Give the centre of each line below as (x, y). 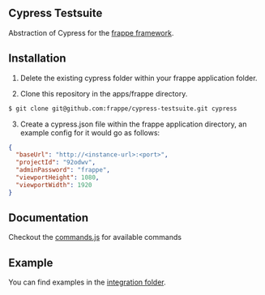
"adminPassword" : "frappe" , (63, 170)
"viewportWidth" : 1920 (54, 185)
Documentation (49, 218)
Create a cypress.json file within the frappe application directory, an (133, 124)
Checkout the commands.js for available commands (95, 237)
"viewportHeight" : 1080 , (58, 177)
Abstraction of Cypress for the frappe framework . (91, 32)
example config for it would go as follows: (90, 132)
